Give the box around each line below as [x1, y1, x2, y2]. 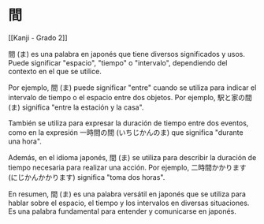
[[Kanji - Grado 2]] [8, 32, 69, 43]
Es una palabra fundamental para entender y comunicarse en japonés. [8, 206, 236, 216]
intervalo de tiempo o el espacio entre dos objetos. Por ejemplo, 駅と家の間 [8, 92, 252, 102]
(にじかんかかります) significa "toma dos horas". [8, 172, 165, 181]
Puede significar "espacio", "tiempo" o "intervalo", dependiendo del [8, 58, 228, 67]
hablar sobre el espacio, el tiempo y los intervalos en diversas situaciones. [8, 198, 250, 207]
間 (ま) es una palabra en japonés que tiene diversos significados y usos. [8, 49, 246, 58]
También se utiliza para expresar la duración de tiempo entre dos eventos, [8, 118, 249, 128]
